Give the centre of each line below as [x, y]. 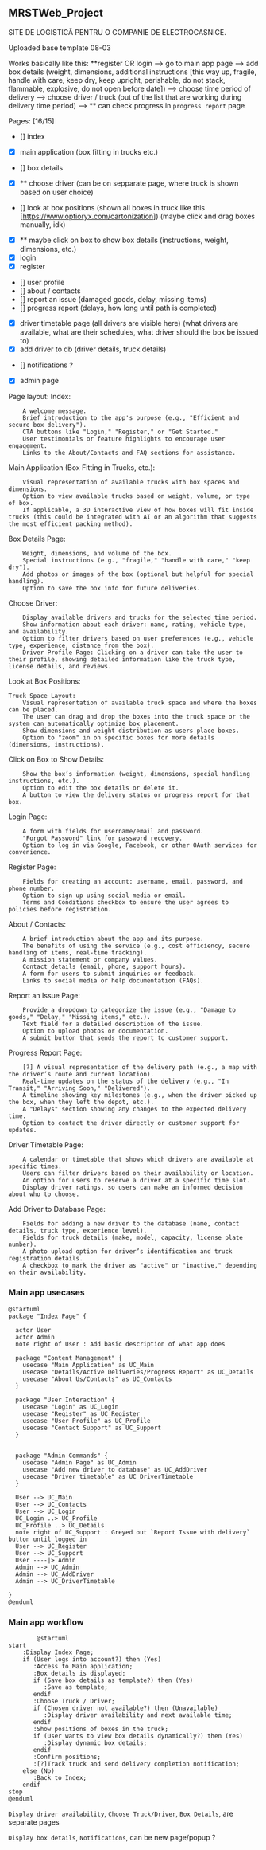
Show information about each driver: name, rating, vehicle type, [135, 625]
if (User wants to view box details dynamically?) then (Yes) [138, 1736]
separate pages [34, 1822]
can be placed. [33, 710]
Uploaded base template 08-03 [60, 48]
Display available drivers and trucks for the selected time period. [140, 618]
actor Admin [35, 1337]
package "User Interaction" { [65, 1400]
